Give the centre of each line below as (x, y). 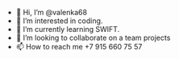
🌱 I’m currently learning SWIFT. (68, 29)
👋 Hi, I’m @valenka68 (51, 12)
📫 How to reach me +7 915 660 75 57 (79, 47)
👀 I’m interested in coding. (59, 21)
